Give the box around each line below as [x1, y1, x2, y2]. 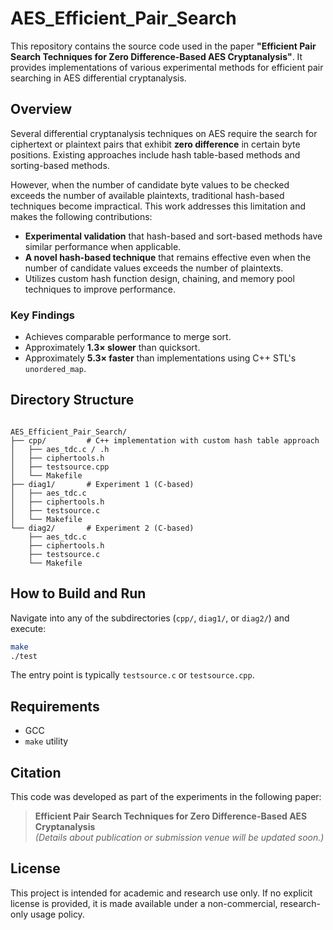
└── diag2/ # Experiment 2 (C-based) [10, 523, 195, 533]
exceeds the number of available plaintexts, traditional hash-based [10, 189, 285, 201]
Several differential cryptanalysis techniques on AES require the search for [10, 127, 318, 139]
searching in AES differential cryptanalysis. [10, 72, 187, 84]
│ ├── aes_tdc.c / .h [10, 444, 110, 454]
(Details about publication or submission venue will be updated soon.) [34, 832, 325, 844]
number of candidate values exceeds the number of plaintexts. [24, 262, 284, 274]
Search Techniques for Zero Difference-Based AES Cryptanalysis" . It [10, 50, 303, 62]
